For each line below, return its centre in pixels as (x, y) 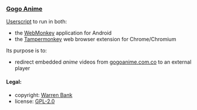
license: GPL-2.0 (35, 101)
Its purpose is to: (27, 51)
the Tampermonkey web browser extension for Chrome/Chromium (95, 39)
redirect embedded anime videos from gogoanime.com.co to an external (103, 62)
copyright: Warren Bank (43, 95)
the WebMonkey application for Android (63, 33)
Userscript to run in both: (37, 22)
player (22, 68)
